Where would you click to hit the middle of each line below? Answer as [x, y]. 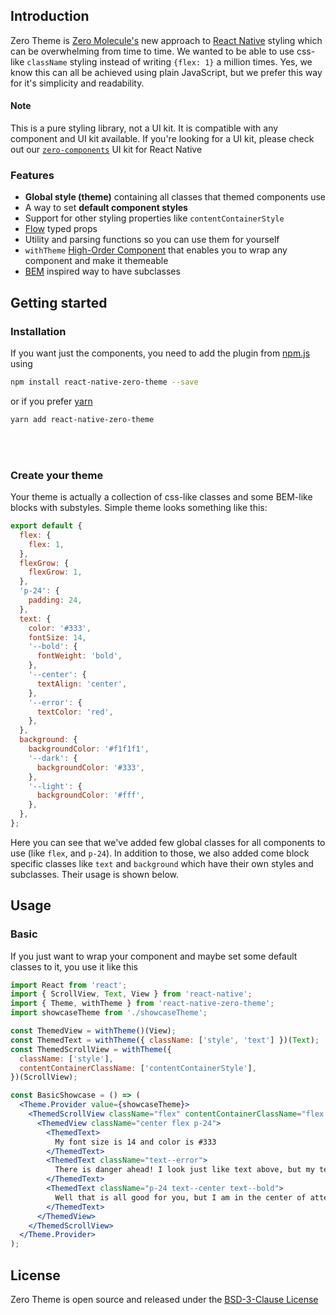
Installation [38, 331]
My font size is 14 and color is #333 [135, 1142]
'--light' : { [55, 786]
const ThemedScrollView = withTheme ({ [91, 1049]
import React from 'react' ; [69, 985]
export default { [46, 526]
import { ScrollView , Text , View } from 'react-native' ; [131, 994]
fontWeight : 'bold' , [79, 656]
